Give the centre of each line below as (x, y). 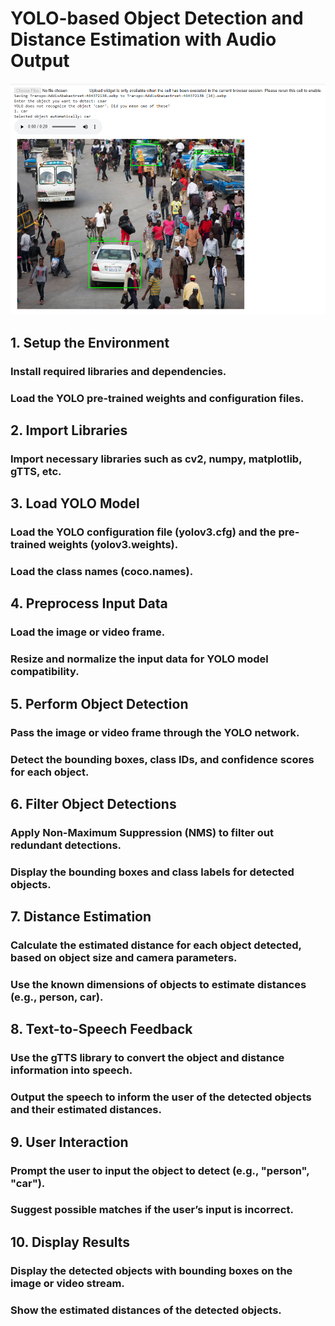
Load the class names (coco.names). (102, 572)
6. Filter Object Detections (93, 803)
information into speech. (71, 1070)
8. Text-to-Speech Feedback (101, 1029)
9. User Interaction (69, 1142)
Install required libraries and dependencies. (118, 371)
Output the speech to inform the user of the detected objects (161, 1097)
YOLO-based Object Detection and (157, 18)
